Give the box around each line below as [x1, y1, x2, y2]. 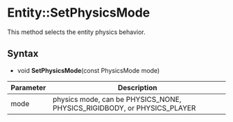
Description [117, 82, 157, 92]
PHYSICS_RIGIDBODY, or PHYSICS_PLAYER [52, 103, 196, 112]
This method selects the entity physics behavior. [7, 28, 146, 36]
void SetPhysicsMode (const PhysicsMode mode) [17, 66, 160, 74]
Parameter [10, 82, 46, 92]
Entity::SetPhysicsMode [7, 5, 150, 21]
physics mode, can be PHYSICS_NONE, [52, 94, 182, 104]
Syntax [7, 48, 39, 60]
